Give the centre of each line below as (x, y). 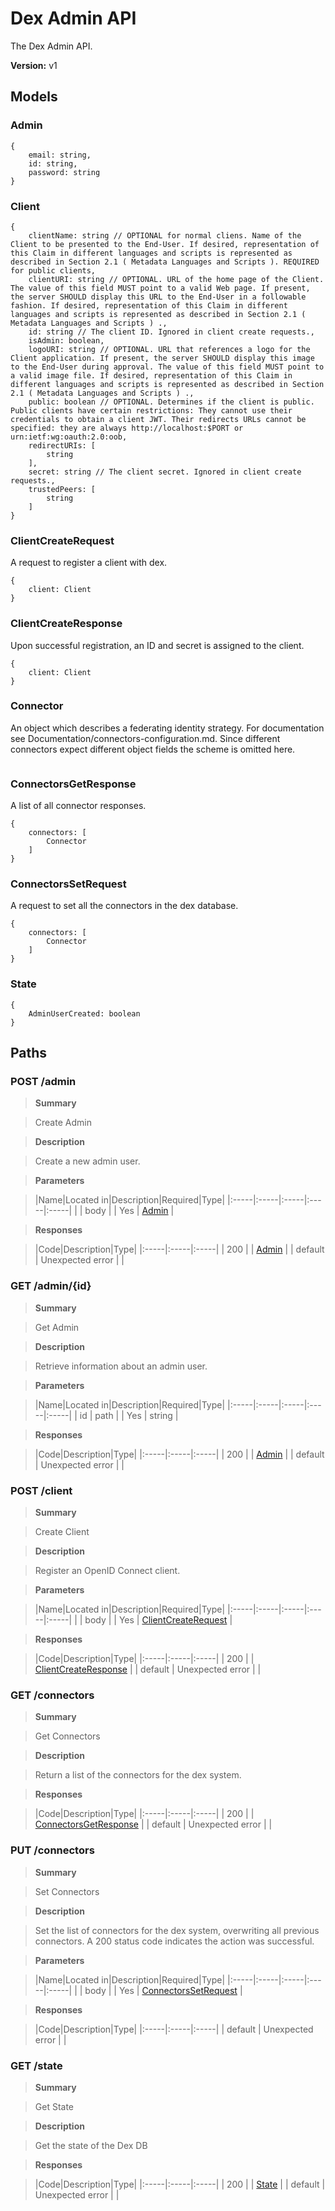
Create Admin (63, 1123)
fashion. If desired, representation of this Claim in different (149, 305)
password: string (64, 172)
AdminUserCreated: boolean (84, 1013)
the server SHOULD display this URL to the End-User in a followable (158, 297)
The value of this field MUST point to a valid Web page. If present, (160, 288)
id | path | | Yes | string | (129, 1415)
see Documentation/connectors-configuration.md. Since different (145, 738)
